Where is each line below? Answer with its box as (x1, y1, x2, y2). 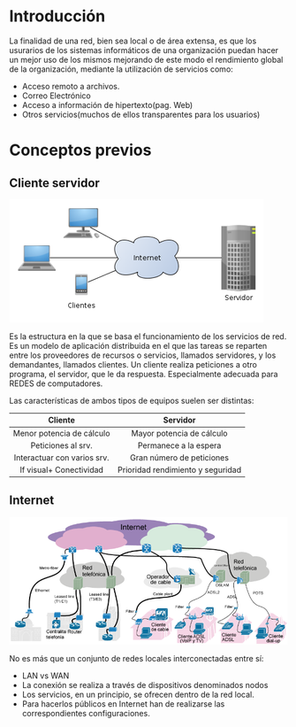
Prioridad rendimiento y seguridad (118, 465, 241, 476)
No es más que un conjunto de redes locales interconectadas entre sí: (9, 653, 264, 663)
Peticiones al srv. (30, 440, 93, 451)
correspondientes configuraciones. (21, 708, 150, 718)
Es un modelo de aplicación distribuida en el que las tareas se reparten (9, 340, 268, 351)
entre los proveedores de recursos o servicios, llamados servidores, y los (9, 350, 277, 360)
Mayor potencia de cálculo (131, 428, 228, 438)
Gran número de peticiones (129, 452, 230, 463)
